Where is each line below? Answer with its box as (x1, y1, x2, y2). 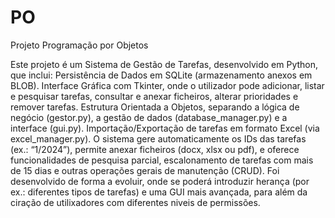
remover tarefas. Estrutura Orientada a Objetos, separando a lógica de (10, 101, 300, 113)
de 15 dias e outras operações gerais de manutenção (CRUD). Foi (10, 164, 280, 176)
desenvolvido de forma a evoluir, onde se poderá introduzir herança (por (10, 175, 310, 187)
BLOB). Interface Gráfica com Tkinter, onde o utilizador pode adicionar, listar (10, 79, 325, 91)
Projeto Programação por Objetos (10, 39, 149, 51)
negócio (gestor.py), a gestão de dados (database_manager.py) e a (10, 111, 288, 123)
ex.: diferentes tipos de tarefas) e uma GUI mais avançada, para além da (10, 186, 308, 198)
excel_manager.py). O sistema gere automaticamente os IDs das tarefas (10, 132, 307, 145)
